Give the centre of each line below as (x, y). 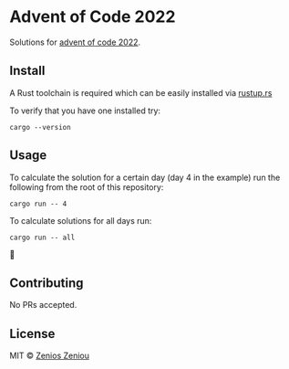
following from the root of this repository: (87, 187)
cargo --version (40, 127)
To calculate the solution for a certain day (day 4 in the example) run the (145, 177)
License (32, 334)
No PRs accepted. (43, 305)
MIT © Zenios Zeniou (49, 356)
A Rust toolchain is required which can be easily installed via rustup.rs (141, 92)
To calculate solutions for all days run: (81, 220)
